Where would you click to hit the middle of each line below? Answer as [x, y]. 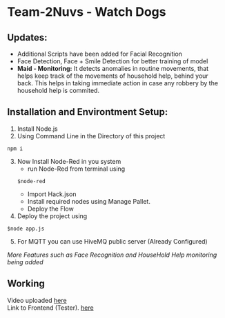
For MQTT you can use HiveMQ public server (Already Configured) [112, 241]
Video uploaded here [37, 300]
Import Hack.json [52, 194]
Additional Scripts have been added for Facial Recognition [100, 54]
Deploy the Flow [50, 209]
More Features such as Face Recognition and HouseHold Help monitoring [112, 255]
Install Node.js [37, 129]
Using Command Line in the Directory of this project [91, 136]
